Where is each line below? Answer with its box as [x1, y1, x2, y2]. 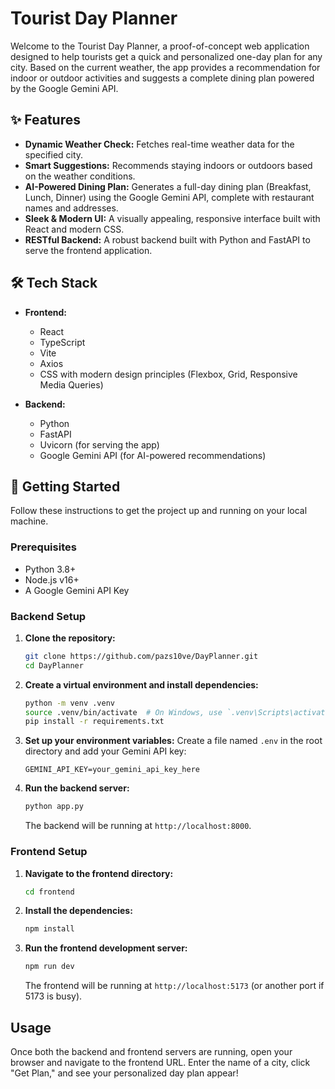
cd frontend [24, 887, 75, 897]
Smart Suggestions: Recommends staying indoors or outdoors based [24, 159, 313, 171]
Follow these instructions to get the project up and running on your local [10, 505, 308, 517]
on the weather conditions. [24, 170, 136, 182]
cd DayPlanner [24, 660, 84, 671]
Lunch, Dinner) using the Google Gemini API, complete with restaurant [24, 191, 315, 203]
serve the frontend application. [24, 244, 153, 256]
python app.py [24, 802, 84, 812]
